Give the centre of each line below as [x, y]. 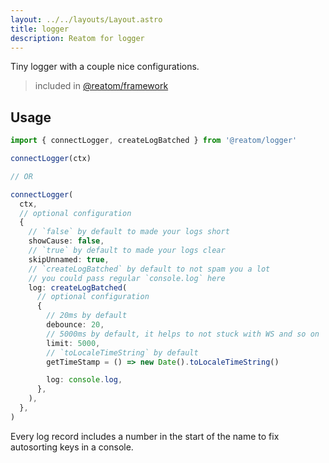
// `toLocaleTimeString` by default [122, 352]
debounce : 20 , [75, 325]
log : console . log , [84, 380]
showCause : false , [66, 241]
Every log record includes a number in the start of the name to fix [145, 436]
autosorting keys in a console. [72, 447]
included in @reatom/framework [101, 86]
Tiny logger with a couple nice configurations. [105, 67]
